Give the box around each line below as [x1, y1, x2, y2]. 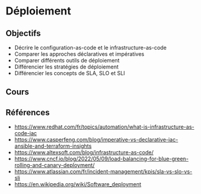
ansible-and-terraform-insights [14, 142, 92, 150]
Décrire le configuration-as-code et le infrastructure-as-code [14, 44, 167, 51]
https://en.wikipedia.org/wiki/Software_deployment [14, 181, 142, 188]
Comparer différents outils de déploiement [14, 57, 120, 64]
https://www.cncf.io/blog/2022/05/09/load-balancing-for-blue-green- [14, 155, 189, 163]
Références [5, 107, 50, 118]
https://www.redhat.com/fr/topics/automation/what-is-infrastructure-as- [14, 123, 195, 130]
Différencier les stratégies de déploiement [14, 63, 119, 70]
